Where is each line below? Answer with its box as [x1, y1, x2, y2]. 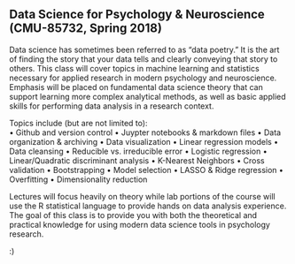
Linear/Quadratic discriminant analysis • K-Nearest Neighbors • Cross [9, 155, 265, 166]
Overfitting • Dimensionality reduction [9, 174, 148, 185]
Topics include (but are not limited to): [9, 117, 148, 128]
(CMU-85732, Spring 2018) [9, 21, 162, 36]
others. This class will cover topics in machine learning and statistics [9, 63, 260, 73]
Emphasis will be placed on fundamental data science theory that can [9, 81, 263, 92]
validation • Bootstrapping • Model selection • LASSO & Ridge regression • [9, 164, 283, 175]
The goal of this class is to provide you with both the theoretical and [9, 209, 258, 220]
